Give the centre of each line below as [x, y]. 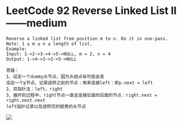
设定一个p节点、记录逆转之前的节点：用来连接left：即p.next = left [80, 83]
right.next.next [26, 100]
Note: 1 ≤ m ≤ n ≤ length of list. [49, 44]
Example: [17, 49]
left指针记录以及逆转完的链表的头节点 [46, 106]
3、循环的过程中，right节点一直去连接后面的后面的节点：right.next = [82, 95]
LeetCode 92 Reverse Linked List [87, 11]
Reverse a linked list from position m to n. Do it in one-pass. [87, 38]
